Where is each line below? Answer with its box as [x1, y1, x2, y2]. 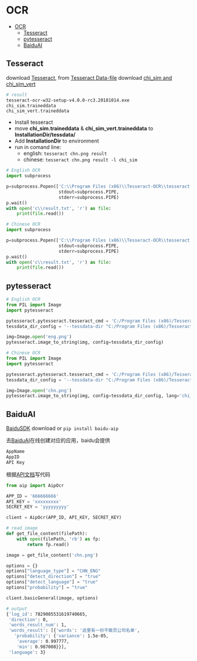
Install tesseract [14, 118, 53, 126]
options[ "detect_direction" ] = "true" [6, 574, 101, 579]
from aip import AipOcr [6, 482, 64, 489]
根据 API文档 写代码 [6, 470, 51, 478]
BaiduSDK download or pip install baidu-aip [6, 425, 119, 432]
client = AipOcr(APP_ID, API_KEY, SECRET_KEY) [6, 514, 122, 521]
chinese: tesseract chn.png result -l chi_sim [23, 156, 138, 163]
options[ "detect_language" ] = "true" [6, 579, 98, 585]
